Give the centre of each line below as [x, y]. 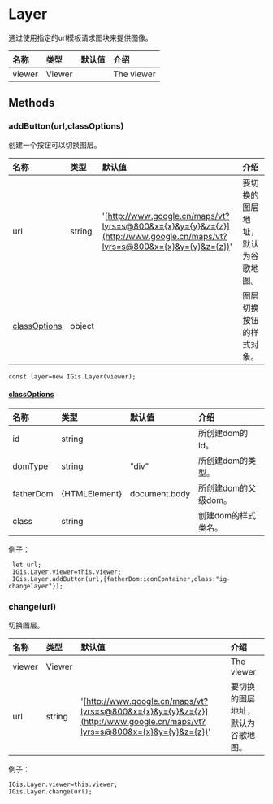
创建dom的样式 [227, 515]
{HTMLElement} [92, 493]
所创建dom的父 [227, 487]
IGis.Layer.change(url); [50, 792]
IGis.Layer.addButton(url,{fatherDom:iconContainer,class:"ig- [121, 579]
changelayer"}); [36, 586]
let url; [27, 565]
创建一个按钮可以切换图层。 [55, 145]
